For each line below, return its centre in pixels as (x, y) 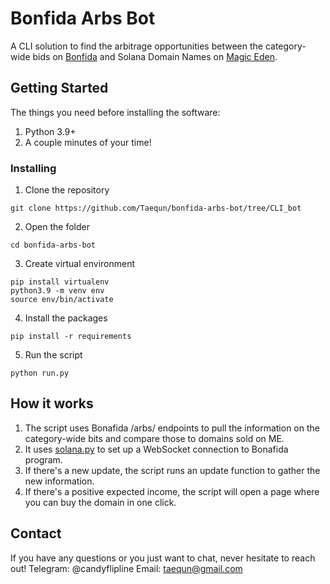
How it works (52, 403)
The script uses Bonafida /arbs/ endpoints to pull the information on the (172, 428)
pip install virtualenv (60, 282)
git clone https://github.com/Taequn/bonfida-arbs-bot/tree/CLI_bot (156, 208)
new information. (59, 481)
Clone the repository (67, 190)
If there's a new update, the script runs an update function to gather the (172, 470)
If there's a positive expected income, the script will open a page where (172, 491)
